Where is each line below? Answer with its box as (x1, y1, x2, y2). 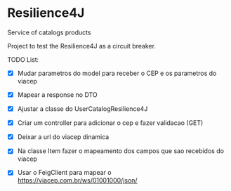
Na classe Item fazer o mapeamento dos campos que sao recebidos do (17, 147, 225, 155)
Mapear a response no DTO (17, 91, 98, 99)
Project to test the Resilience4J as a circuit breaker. (7, 41, 157, 50)
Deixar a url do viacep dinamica (17, 133, 110, 141)
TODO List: (7, 55, 39, 64)
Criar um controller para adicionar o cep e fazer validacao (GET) (17, 119, 204, 127)
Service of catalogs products (7, 28, 91, 37)
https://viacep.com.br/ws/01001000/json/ (17, 176, 138, 185)
